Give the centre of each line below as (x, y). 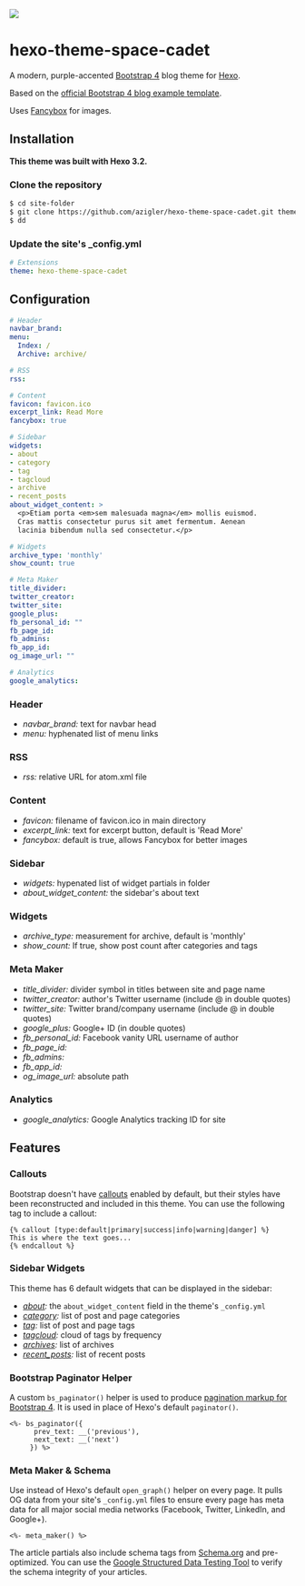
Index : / (34, 346)
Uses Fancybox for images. (60, 110)
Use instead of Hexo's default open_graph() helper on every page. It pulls (146, 1491)
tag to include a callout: (53, 1213)
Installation (42, 140)
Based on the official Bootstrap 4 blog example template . (116, 93)
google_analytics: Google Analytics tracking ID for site (124, 1119)
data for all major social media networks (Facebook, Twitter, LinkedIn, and (148, 1510)
